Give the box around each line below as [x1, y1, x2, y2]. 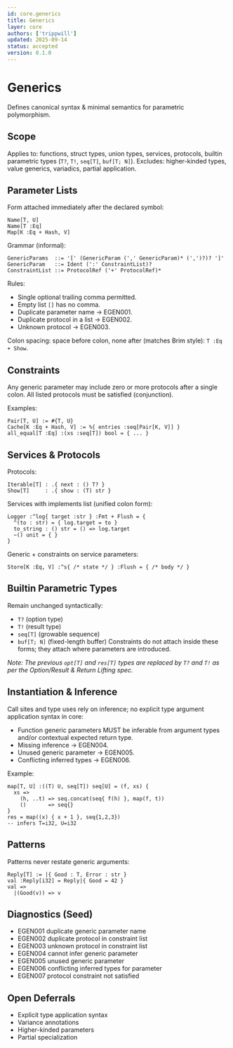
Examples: [7, 404, 37, 413]
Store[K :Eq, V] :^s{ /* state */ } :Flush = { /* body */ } [7, 564, 190, 571]
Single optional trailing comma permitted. [17, 293, 137, 302]
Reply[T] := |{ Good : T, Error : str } [7, 871, 128, 878]
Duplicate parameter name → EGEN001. [17, 308, 133, 317]
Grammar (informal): [7, 241, 67, 250]
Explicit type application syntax [17, 1011, 108, 1019]
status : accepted [7, 43, 58, 50]
